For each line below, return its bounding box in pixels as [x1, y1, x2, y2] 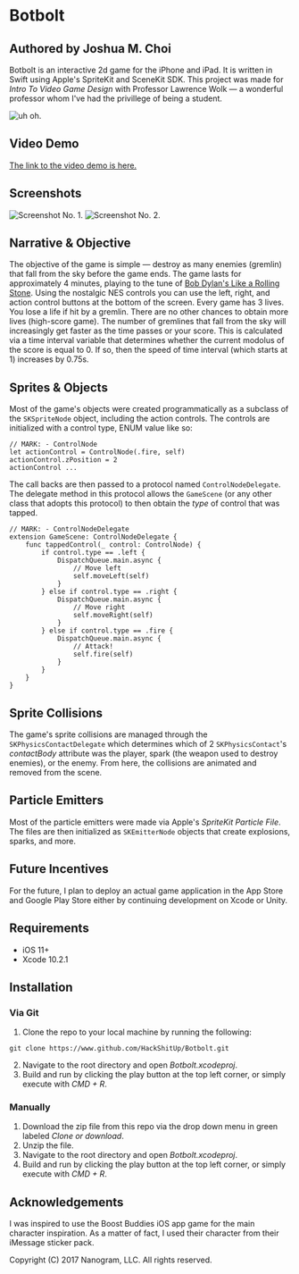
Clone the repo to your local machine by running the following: [21, 1027, 252, 1037]
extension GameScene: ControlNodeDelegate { [9, 532, 178, 541]
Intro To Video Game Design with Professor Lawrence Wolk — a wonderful [9, 84, 284, 94]
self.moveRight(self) [72, 611, 154, 620]
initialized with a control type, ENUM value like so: [9, 423, 194, 433]
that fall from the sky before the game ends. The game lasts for [9, 269, 242, 280]
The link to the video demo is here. [9, 160, 137, 171]
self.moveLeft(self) [72, 572, 150, 581]
